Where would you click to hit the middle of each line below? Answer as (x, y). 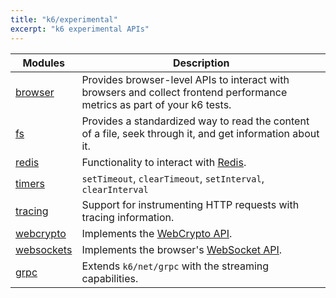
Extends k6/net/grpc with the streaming (175, 266)
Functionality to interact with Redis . (164, 162)
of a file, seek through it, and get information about (200, 133)
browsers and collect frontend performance (184, 92)
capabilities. (110, 278)
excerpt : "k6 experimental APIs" (80, 29)
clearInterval (115, 189)
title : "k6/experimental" (64, 19)
